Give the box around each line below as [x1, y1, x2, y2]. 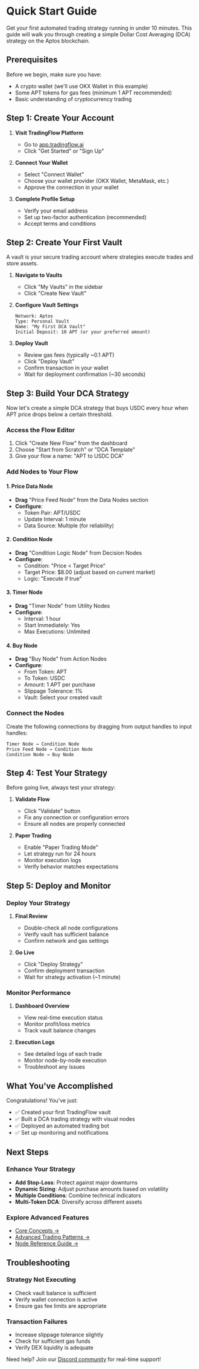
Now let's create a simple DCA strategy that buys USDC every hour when [6, 404, 189, 412]
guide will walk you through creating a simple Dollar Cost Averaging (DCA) [6, 30, 191, 38]
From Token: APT [24, 668, 68, 676]
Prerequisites [6, 54, 58, 65]
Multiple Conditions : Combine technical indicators [14, 1192, 142, 1199]
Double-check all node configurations [24, 925, 119, 932]
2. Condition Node [6, 536, 53, 543]
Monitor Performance [6, 988, 71, 997]
